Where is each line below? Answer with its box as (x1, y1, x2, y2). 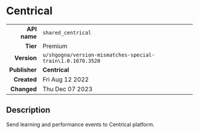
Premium (42, 42, 68, 50)
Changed (10, 85, 37, 93)
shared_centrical (42, 29, 92, 36)
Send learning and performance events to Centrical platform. (6, 120, 155, 128)
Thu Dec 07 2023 (42, 85, 93, 93)
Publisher (9, 65, 37, 74)
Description (6, 105, 50, 115)
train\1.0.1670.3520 (42, 58, 101, 64)
